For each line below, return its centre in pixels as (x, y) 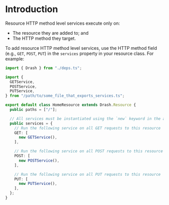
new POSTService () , (39, 160)
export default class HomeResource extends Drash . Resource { (71, 105)
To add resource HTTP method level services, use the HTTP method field (81, 48)
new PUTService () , (38, 184)
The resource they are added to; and (51, 33)
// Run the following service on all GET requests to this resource (88, 128)
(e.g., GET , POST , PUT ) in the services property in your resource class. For (79, 53)
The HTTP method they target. (44, 38)
